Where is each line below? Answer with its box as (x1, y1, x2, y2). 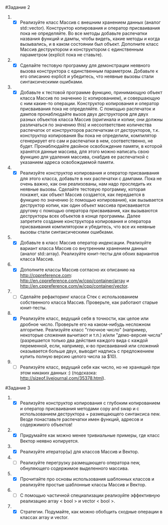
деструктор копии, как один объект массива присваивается (20, 202, 150, 208)
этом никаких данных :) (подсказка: (20, 370, 97, 376)
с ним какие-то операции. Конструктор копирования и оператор (20, 101, 159, 107)
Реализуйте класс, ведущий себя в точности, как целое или (20, 315, 149, 321)
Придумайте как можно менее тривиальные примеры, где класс (20, 432, 160, 438)
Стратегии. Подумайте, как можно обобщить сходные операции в (20, 508, 163, 514)
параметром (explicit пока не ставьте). (20, 52, 103, 58)
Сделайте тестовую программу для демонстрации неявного (20, 62, 150, 68)
